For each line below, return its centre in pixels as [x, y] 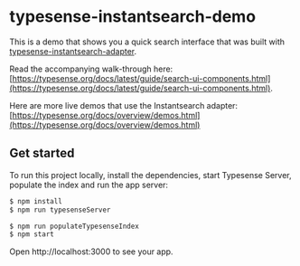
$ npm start [32, 234]
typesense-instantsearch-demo [132, 17]
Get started [42, 153]
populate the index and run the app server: [89, 185]
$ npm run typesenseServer [60, 210]
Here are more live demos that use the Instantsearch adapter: [123, 105]
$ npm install [36, 201]
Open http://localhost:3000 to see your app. [91, 252]
